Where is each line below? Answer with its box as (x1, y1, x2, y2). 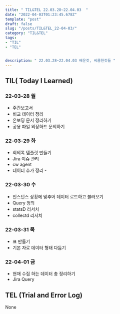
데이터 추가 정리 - (12, 167, 47, 173)
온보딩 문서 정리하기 (12, 117, 51, 123)
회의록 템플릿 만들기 (12, 150, 51, 156)
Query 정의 (12, 200, 35, 206)
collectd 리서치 (12, 212, 42, 218)
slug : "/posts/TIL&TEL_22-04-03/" (5, 26, 77, 31)
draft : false (5, 21, 32, 27)
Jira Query (12, 276, 34, 282)
